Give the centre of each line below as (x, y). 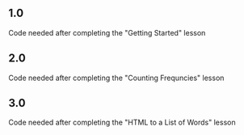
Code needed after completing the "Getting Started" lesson (107, 32)
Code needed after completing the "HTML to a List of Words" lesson (122, 122)
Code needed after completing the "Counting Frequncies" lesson (116, 78)
